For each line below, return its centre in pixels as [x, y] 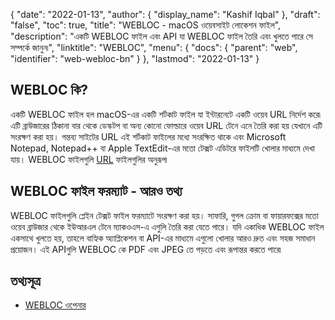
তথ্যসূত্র [25, 281]
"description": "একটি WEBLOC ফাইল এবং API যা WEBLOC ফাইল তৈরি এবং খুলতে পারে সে [161, 36]
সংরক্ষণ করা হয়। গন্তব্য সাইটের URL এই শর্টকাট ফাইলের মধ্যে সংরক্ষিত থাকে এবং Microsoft [148, 136]
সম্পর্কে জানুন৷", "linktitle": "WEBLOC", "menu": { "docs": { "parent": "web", [154, 47]
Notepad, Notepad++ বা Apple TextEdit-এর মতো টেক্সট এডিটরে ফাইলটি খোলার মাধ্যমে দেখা [162, 148]
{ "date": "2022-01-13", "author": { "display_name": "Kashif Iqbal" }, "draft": [165, 14]
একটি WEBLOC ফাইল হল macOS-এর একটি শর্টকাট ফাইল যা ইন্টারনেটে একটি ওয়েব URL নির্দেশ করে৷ [166, 114]
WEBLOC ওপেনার [55, 305]
